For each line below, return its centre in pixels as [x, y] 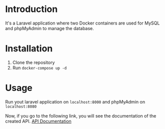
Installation [29, 49]
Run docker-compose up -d [39, 67]
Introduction [31, 9]
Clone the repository [33, 62]
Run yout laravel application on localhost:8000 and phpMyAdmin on [75, 101]
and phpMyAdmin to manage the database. [49, 28]
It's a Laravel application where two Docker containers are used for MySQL [82, 23]
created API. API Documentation [38, 121]
